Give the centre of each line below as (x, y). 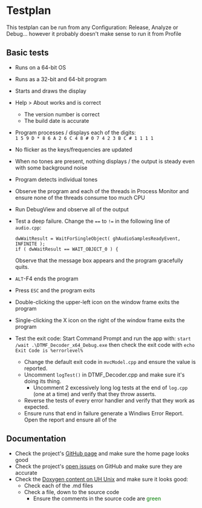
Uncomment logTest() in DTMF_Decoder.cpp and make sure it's (104, 374)
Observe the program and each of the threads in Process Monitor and (102, 191)
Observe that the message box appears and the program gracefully (99, 260)
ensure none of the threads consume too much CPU (80, 197)
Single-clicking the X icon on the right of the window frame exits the (100, 320)
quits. (22, 266)
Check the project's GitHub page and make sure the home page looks (102, 453)
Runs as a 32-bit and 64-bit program (61, 79)
